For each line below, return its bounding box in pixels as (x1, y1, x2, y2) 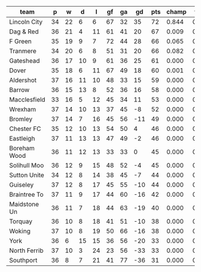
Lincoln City (9, 18, 43, 26)
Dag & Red (9, 27, 39, 35)
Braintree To (9, 191, 44, 198)
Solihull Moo (9, 161, 44, 169)
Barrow (9, 86, 30, 94)
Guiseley (9, 181, 34, 189)
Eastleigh (9, 135, 35, 142)
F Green (9, 37, 32, 45)
